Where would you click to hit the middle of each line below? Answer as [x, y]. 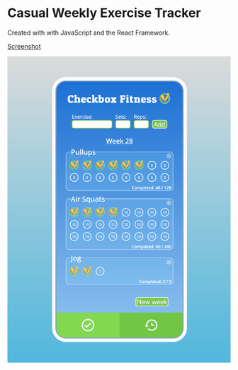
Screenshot [24, 46]
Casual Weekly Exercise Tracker [104, 13]
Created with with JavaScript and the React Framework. [89, 33]
